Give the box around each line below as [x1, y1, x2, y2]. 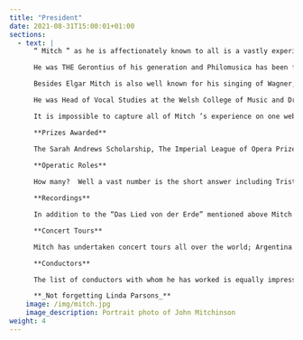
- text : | [17, 38, 54, 48]
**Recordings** [32, 194, 91, 203]
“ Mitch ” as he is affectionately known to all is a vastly [32, 47, 269, 56]
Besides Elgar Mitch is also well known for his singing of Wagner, [32, 79, 297, 88]
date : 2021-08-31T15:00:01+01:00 [9, 22, 135, 31]
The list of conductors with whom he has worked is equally [32, 275, 264, 284]
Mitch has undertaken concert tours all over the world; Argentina [32, 243, 293, 252]
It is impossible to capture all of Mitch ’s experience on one [32, 112, 280, 121]
